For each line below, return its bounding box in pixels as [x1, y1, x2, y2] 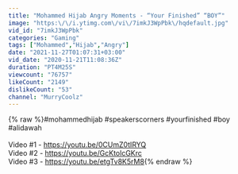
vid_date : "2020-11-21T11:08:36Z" [8, 56, 123, 64]
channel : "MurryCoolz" [8, 93, 83, 101]
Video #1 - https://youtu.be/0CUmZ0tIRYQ [8, 140, 147, 149]
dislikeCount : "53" [8, 85, 73, 94]
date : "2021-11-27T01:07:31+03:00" [8, 48, 126, 56]
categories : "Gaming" [8, 33, 80, 42]
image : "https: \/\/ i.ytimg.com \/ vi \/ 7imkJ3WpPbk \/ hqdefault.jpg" [8, 19, 228, 27]
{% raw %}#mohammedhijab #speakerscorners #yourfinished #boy [8, 114, 230, 124]
